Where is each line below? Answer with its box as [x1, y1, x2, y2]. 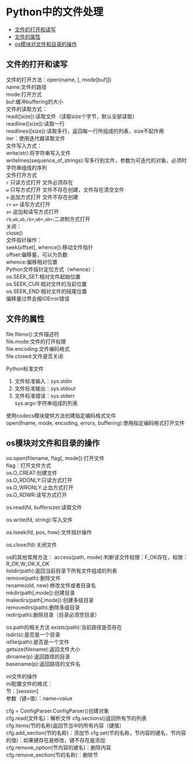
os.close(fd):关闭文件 [6, 541, 57, 549]
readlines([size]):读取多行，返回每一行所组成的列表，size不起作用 [6, 127, 164, 134]
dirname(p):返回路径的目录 [6, 653, 70, 660]
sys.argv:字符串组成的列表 [14, 400, 78, 407]
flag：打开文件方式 [6, 462, 51, 469]
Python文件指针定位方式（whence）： [6, 265, 96, 273]
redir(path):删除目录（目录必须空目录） [6, 611, 101, 618]
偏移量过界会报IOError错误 [6, 295, 70, 302]
